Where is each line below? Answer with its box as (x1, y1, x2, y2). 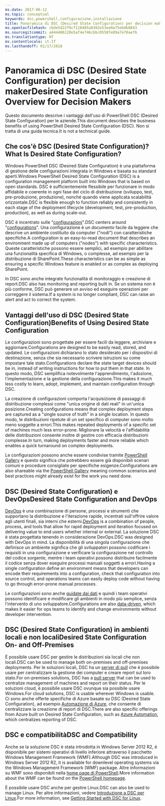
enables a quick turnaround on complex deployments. (5, 443, 114, 449)
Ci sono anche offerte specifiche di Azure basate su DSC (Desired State (5, 696, 151, 701)
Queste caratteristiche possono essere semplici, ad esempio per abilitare (5, 245, 153, 251)
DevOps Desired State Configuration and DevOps (5, 495, 158, 503)
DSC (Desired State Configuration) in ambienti (5, 625, 149, 634)
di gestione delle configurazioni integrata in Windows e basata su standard (5, 168, 156, 174)
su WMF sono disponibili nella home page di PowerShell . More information (5, 770, 155, 776)
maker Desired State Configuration (5, 85, 148, 97)
